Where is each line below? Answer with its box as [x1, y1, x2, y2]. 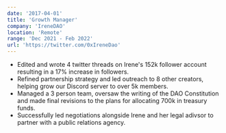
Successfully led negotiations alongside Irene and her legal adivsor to [16, 111, 214, 119]
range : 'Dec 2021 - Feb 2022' [7, 35, 94, 42]
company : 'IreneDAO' [7, 23, 66, 29]
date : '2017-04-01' [7, 10, 63, 17]
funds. [16, 104, 36, 112]
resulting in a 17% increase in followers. [16, 68, 129, 76]
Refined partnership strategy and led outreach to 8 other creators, [16, 75, 204, 83]
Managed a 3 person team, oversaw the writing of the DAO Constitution [16, 89, 219, 98]
